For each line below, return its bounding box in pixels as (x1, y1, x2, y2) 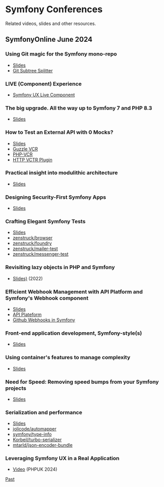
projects (5, 385, 26, 392)
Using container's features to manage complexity (5, 354, 131, 361)
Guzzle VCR (12, 146, 38, 152)
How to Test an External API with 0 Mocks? (5, 129, 114, 136)
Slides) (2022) (12, 275, 43, 281)
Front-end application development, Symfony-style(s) (5, 330, 143, 337)
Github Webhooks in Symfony (12, 317, 75, 323)
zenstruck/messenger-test (12, 251, 69, 257)
